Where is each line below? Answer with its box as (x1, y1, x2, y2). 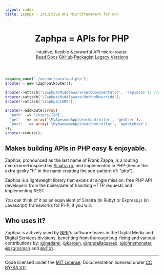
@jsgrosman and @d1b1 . (5, 245, 55, 251)
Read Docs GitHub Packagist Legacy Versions (36, 54, 128, 60)
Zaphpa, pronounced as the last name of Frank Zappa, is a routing (5, 157, 138, 163)
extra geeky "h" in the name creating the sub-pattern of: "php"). (5, 168, 134, 174)
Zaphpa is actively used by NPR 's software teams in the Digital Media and (5, 229, 154, 235)
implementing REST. (5, 187, 46, 194)
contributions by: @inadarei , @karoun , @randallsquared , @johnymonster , (5, 240, 153, 246)
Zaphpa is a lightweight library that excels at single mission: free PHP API (5, 177, 152, 183)
